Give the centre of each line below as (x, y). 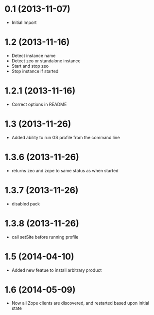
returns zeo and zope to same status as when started (65, 170)
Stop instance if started (35, 71)
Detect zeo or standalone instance (46, 61)
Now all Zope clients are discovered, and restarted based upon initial (80, 303)
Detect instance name (34, 56)
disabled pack (26, 204)
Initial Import (24, 22)
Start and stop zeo (30, 66)
